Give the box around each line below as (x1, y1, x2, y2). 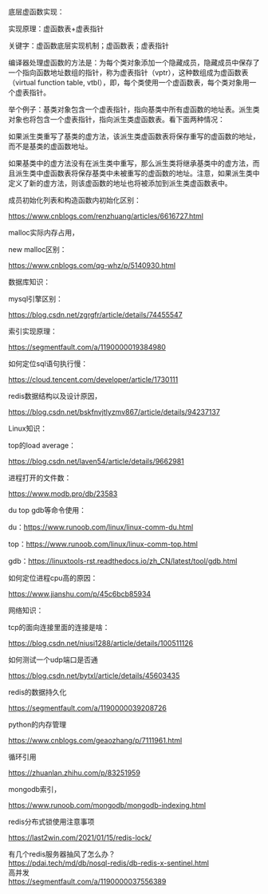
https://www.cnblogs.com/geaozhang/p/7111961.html (8, 736, 183, 745)
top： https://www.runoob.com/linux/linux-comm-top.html (8, 539, 198, 549)
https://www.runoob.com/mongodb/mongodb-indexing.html (8, 801, 206, 809)
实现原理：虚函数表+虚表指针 (8, 24, 104, 33)
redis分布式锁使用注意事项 (8, 817, 95, 826)
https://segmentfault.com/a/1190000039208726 (8, 703, 167, 712)
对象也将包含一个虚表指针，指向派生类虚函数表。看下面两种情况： (8, 115, 225, 124)
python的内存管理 (8, 720, 66, 729)
